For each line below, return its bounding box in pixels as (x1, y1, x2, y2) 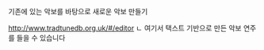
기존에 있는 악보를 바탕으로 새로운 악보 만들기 (8, 7, 148, 16)
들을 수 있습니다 (16, 34, 66, 42)
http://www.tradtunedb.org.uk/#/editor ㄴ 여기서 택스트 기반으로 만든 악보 (8, 23, 242, 33)
